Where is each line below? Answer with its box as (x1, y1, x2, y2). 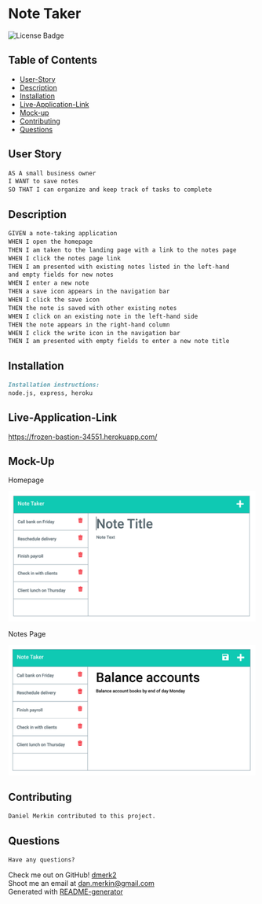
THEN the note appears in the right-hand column (8, 320, 170, 329)
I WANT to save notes (8, 178, 79, 186)
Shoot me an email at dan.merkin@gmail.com (8, 878, 155, 887)
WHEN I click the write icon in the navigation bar (8, 329, 180, 337)
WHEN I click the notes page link (8, 254, 122, 262)
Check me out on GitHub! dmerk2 (8, 870, 117, 880)
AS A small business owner (8, 169, 96, 177)
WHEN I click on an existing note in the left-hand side (8, 312, 198, 320)
